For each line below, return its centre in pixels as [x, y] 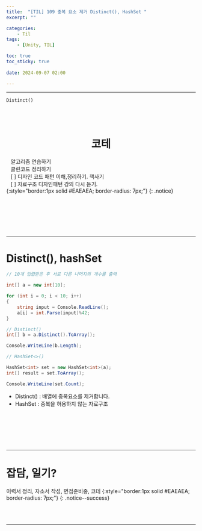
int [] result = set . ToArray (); [45, 373]
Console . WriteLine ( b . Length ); [44, 346]
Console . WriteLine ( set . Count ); [45, 384]
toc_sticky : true [28, 61]
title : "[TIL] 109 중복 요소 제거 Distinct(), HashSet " [77, 12]
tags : [13, 40]
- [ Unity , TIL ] [36, 45]
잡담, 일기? [32, 473]
